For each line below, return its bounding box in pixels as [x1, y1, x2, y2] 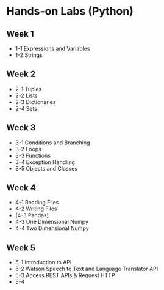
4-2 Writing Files [15, 205, 57, 212]
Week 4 [6, 182, 37, 193]
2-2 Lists [15, 92, 38, 99]
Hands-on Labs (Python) [6, 4, 134, 18]
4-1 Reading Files [15, 199, 59, 206]
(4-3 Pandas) [15, 212, 49, 219]
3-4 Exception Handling [15, 158, 75, 166]
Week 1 [6, 29, 34, 39]
